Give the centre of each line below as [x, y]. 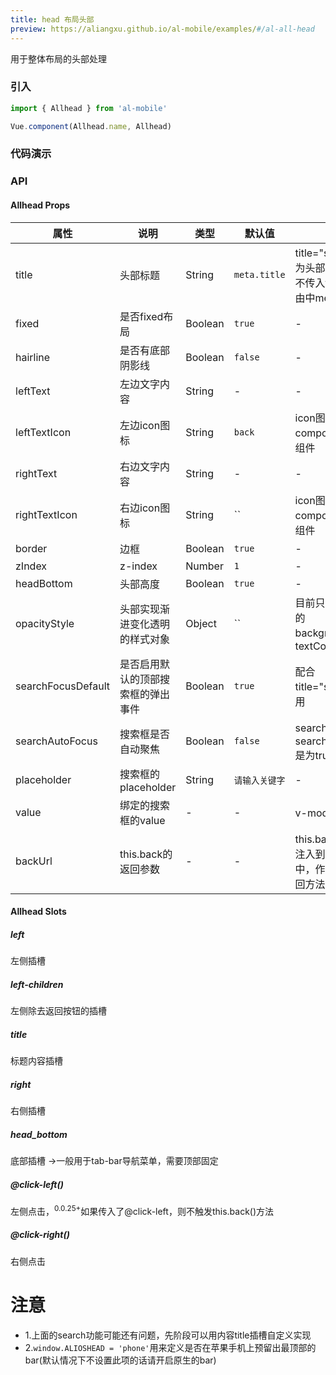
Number [204, 566]
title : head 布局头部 [52, 19]
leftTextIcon [43, 432]
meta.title [259, 274]
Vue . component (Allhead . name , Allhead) [91, 126]
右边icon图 [145, 508]
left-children [37, 984]
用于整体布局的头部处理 [58, 58]
